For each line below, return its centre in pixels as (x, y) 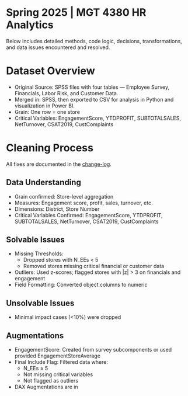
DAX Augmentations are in (46, 387)
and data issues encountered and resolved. (58, 47)
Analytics (30, 25)
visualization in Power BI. (44, 106)
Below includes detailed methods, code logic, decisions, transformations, (94, 41)
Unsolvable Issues (40, 303)
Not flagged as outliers (51, 381)
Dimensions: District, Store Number (57, 209)
